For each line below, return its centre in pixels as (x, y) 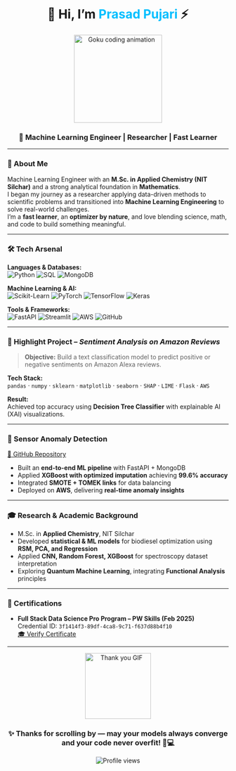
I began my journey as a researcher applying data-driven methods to (107, 194)
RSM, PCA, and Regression (58, 548)
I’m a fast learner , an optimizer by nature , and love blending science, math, (117, 217)
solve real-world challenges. (48, 209)
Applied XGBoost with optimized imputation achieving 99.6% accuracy (123, 476)
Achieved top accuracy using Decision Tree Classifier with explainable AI (114, 407)
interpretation (37, 563)
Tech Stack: (25, 378)
